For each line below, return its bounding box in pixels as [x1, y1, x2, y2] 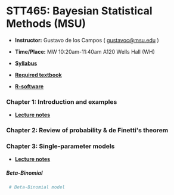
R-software [14, 82, 44, 90]
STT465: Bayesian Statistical [6, 4, 153, 18]
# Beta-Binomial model [8, 184, 66, 190]
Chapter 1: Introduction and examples [6, 97, 117, 106]
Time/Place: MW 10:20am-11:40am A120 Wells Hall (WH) [14, 48, 155, 55]
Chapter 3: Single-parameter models [6, 142, 115, 150]
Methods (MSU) [6, 17, 86, 30]
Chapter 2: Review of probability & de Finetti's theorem [6, 126, 169, 135]
